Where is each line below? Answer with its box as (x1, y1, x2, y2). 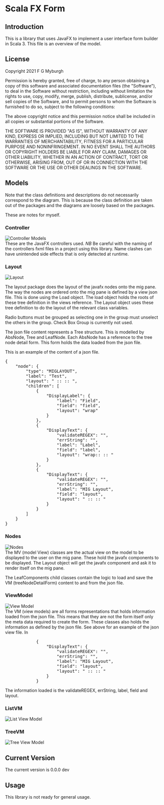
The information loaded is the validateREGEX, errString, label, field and (5, 687, 148, 693)
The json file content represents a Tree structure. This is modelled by (5, 329, 144, 335)
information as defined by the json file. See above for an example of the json (5, 624, 159, 630)
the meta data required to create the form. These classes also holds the (5, 619, 149, 625)
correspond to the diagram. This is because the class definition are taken (5, 197, 153, 203)
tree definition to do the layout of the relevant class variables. (5, 305, 129, 311)
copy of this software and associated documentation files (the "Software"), (5, 83, 157, 89)
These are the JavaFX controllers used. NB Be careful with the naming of (5, 240, 153, 246)
